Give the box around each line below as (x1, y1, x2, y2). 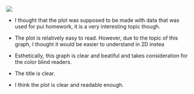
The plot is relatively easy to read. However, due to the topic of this (14, 34, 179, 41)
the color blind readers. (14, 59, 72, 65)
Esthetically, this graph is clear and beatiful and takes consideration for (14, 52, 188, 59)
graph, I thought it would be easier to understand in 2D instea (14, 41, 164, 47)
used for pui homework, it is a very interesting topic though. (14, 23, 161, 30)
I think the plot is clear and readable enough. (14, 82, 124, 88)
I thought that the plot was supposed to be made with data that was (14, 17, 180, 24)
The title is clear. (14, 70, 55, 77)
